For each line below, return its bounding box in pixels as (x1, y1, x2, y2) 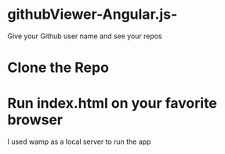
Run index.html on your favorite (7, 95, 217, 113)
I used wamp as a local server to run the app (7, 137, 151, 146)
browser (7, 111, 64, 129)
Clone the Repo (7, 59, 109, 77)
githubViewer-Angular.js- (7, 5, 178, 23)
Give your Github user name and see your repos (7, 31, 162, 41)
